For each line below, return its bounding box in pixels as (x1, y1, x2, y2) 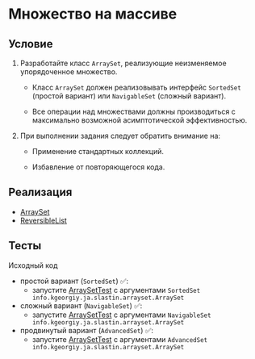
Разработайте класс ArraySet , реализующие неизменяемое (19, 58, 228, 68)
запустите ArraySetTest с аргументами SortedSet (31, 285, 201, 294)
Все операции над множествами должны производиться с (31, 106, 236, 116)
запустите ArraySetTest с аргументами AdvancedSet (31, 334, 208, 344)
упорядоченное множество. (19, 67, 118, 77)
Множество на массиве (8, 5, 178, 23)
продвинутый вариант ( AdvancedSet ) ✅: (19, 325, 154, 335)
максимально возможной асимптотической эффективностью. (31, 115, 248, 125)
